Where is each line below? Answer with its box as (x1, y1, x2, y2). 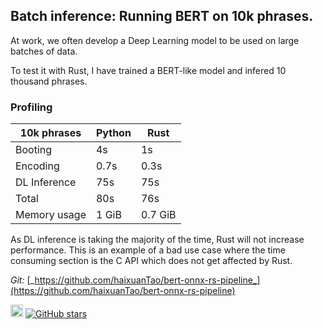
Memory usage (15, 208, 87, 222)
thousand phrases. (10, 75, 88, 87)
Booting (15, 143, 53, 157)
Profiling (10, 100, 53, 114)
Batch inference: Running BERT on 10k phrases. (10, 8, 314, 25)
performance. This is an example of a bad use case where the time (10, 244, 286, 256)
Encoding (15, 159, 60, 173)
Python (95, 126, 132, 140)
